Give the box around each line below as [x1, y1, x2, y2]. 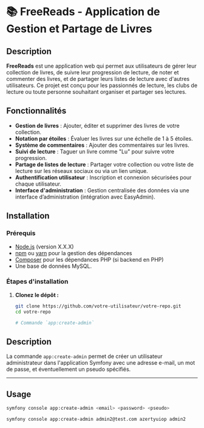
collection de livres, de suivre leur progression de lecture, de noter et [6, 69, 179, 76]
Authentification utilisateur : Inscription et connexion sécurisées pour [15, 174, 192, 181]
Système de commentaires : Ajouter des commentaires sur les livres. [15, 141, 189, 149]
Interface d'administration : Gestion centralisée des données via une [15, 186, 189, 194]
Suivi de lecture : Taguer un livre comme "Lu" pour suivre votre [15, 147, 175, 155]
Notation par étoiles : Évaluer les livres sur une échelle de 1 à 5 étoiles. [15, 135, 193, 142]
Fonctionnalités [6, 106, 67, 116]
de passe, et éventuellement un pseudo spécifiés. [6, 366, 131, 373]
